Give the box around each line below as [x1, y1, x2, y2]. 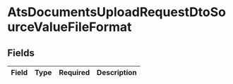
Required [59, 68, 90, 77]
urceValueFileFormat [7, 19, 132, 35]
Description [96, 68, 138, 77]
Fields [7, 47, 35, 59]
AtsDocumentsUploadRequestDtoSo [7, 4, 227, 20]
